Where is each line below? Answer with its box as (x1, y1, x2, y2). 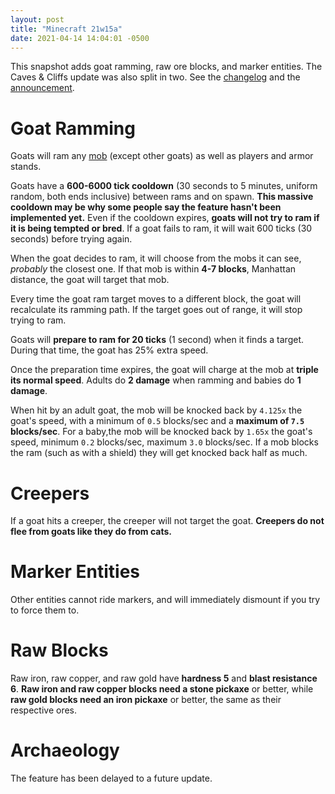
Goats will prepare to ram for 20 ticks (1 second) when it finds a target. (10, 334, 304, 346)
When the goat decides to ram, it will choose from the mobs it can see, (10, 252, 302, 265)
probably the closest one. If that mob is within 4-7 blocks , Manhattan (10, 263, 297, 275)
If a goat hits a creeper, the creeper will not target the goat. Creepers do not (10, 515, 325, 527)
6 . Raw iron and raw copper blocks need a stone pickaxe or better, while (10, 683, 314, 695)
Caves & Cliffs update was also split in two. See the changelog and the (10, 71, 301, 83)
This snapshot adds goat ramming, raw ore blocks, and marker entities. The (10, 61, 323, 73)
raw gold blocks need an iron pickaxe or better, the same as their (10, 694, 282, 706)
